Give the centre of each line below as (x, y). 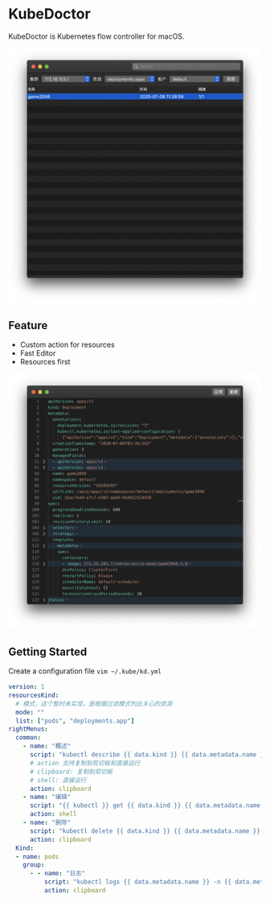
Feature (28, 325)
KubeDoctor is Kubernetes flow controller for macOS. (96, 36)
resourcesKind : (34, 695)
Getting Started (48, 651)
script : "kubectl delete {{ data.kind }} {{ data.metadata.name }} (145, 831)
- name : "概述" (47, 746)
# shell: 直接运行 (58, 780)
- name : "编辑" (47, 797)
